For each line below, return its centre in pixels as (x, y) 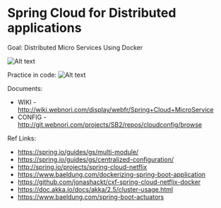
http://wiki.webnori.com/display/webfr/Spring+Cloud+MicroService (115, 109)
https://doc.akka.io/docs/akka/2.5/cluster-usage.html (95, 189)
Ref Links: (22, 138)
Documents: (25, 88)
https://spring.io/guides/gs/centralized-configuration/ (96, 159)
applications (44, 28)
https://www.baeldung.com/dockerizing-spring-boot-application (112, 174)
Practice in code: (32, 75)
